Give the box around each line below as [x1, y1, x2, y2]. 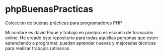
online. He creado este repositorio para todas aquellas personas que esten [5, 35, 158, 41]
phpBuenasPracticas [5, 3, 93, 15]
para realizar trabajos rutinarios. [5, 45, 71, 51]
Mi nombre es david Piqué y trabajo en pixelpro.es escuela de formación [5, 29, 154, 35]
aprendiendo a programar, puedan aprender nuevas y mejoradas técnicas [5, 40, 156, 46]
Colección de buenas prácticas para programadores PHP [5, 20, 122, 26]
